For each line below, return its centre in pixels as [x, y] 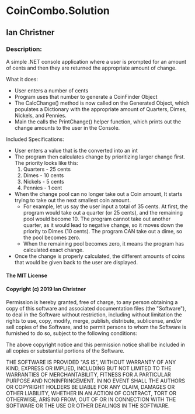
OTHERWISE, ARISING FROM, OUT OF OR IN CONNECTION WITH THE [91, 399]
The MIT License [27, 275]
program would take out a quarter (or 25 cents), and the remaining [103, 212]
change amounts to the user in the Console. [67, 127]
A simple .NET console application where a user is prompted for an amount [96, 61]
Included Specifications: [35, 139]
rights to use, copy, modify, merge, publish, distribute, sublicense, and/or [94, 320]
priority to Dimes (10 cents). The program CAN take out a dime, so [103, 231]
